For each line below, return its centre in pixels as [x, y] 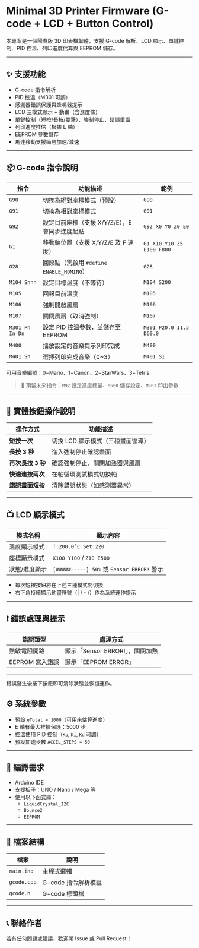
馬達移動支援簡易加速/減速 [47, 141]
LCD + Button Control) [99, 23]
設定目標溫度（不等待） [75, 282]
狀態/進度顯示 [28, 570]
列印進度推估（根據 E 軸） [46, 127]
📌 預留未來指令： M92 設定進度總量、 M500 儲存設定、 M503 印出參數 [99, 385]
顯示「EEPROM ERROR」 [100, 662]
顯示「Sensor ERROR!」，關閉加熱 [111, 651]
